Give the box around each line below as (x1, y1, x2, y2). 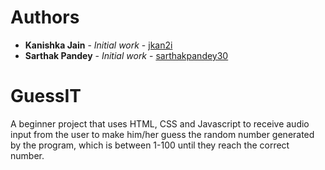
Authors (10, 6, 80, 29)
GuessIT (10, 85, 82, 108)
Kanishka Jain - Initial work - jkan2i (24, 39, 173, 51)
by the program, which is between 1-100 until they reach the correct (10, 139, 290, 151)
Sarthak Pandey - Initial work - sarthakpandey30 (24, 49, 229, 61)
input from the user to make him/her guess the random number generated (10, 128, 315, 140)
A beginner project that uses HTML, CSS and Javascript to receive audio (10, 117, 310, 130)
